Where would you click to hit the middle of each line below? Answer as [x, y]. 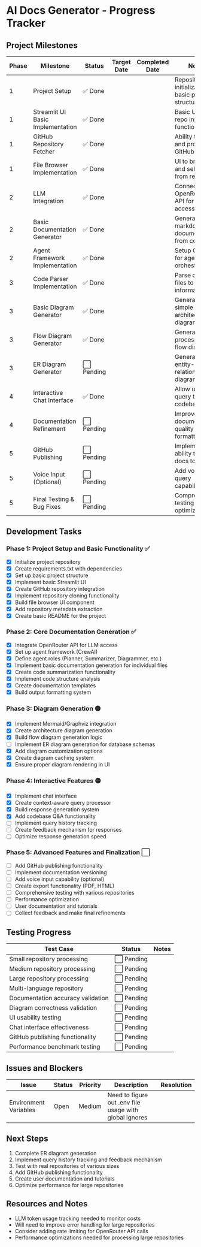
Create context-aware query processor [63, 803]
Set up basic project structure [51, 575]
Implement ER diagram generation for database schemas [85, 744]
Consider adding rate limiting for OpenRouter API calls [81, 1231]
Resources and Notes [47, 1204]
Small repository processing [48, 959]
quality [184, 429]
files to [184, 283]
